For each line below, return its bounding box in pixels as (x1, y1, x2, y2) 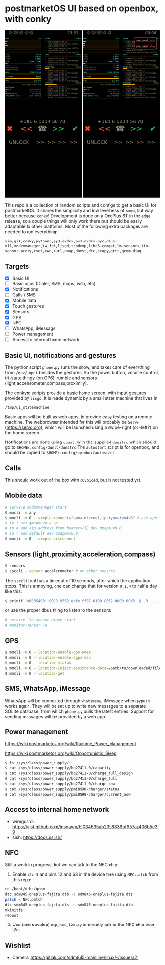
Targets (5, 262, 29, 271)
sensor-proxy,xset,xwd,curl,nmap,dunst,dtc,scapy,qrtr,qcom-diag (5, 249, 141, 254)
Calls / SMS (12, 292, 36, 298)
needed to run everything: (5, 229, 58, 235)
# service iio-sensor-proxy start (5, 617, 76, 622)
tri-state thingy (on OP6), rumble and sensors (5, 375, 97, 381)
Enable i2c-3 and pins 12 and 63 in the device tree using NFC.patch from (12, 871, 158, 877)
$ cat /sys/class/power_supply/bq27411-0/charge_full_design (5, 771, 133, 776)
